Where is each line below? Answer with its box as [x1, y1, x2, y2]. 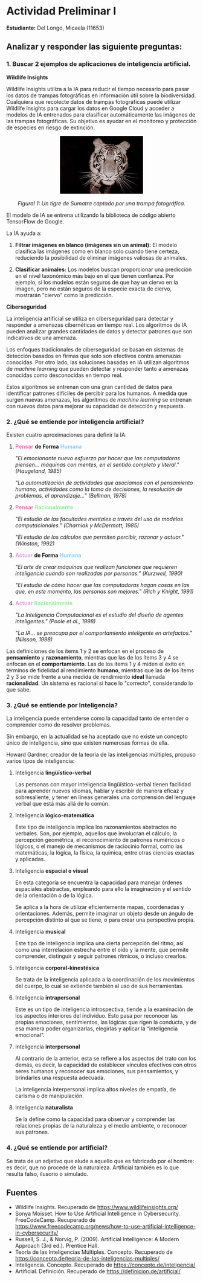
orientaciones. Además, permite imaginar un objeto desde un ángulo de [14, 910, 194, 917]
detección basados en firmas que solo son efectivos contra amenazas [6, 352, 181, 359]
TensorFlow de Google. [6, 217, 65, 225]
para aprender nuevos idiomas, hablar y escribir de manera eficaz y [14, 787, 184, 795]
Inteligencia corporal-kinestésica [14, 965, 100, 972]
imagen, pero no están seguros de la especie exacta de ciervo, [14, 285, 172, 292]
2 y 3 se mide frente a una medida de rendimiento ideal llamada [6, 673, 165, 680]
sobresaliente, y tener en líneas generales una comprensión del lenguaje [14, 794, 196, 801]
